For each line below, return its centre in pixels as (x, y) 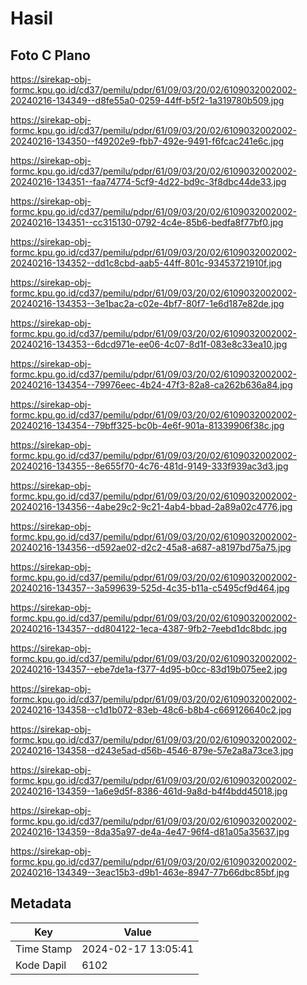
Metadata (41, 903)
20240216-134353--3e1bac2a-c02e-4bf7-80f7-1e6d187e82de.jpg (147, 303)
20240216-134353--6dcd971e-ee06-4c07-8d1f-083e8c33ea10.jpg (149, 344)
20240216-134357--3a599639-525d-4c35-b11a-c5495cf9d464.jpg (150, 588)
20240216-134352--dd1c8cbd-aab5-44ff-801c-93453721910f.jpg (146, 263)
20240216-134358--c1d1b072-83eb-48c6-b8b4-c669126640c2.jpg (151, 710)
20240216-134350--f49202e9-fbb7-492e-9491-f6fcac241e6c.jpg (147, 141)
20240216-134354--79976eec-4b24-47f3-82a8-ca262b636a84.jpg (151, 385)
